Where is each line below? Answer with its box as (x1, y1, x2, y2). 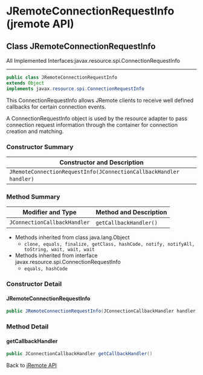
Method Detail (6, 322, 49, 331)
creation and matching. (6, 127, 64, 135)
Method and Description (95, 208, 167, 217)
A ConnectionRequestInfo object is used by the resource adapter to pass (6, 115, 188, 122)
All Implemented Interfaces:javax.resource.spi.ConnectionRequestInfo (6, 57, 180, 64)
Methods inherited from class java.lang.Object (14, 234, 130, 241)
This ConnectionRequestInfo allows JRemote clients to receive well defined (6, 97, 194, 104)
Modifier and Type (22, 208, 77, 217)
